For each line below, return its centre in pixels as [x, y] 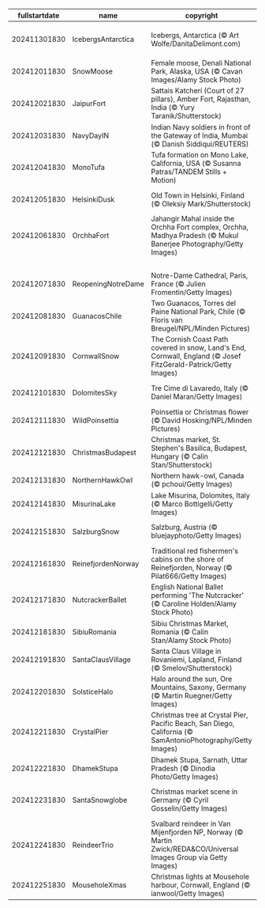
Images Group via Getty [189, 857]
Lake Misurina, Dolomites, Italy [201, 495]
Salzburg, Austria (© [185, 528]
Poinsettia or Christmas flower [200, 411]
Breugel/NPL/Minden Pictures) [201, 328]
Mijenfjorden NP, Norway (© [197, 832]
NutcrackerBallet [99, 600]
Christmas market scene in [194, 792]
